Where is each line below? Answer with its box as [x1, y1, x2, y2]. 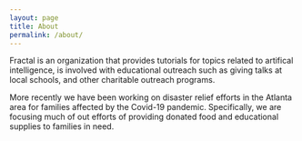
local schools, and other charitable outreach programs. [9, 75, 216, 86]
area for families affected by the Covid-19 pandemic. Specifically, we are [9, 102, 282, 113]
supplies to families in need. [9, 121, 115, 132]
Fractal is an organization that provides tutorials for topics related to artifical [9, 55, 294, 66]
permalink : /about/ [9, 30, 84, 39]
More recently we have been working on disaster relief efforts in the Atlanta [9, 92, 293, 103]
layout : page [9, 13, 59, 23]
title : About [9, 22, 59, 31]
